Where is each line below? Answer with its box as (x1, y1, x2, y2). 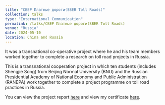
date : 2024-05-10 (5, 30, 41, 35)
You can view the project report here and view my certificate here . (5, 94, 141, 100)
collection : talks (5, 12, 43, 17)
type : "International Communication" (5, 16, 83, 21)
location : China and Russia (5, 35, 63, 40)
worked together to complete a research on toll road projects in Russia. (5, 53, 150, 59)
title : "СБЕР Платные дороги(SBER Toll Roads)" (5, 7, 106, 12)
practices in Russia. (5, 84, 46, 90)
